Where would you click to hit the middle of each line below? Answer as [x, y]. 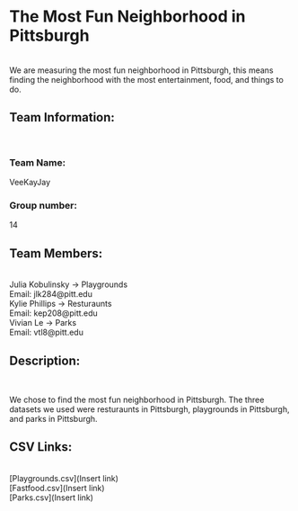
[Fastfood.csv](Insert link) [57, 488]
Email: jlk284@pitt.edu [51, 294]
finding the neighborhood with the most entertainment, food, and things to [147, 79]
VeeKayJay [30, 183]
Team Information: [62, 117]
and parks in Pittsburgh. [53, 418]
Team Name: [37, 162]
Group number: [44, 205]
